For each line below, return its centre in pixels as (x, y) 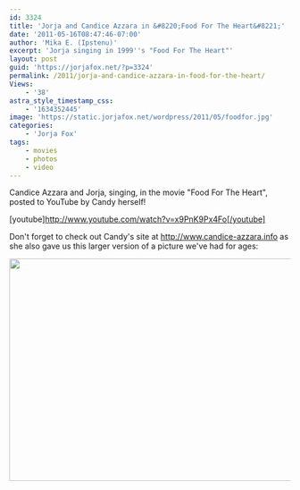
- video (39, 167)
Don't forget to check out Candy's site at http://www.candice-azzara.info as (149, 237)
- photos (42, 159)
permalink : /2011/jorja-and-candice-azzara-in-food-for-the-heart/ (137, 76)
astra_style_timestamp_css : (62, 101)
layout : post (33, 59)
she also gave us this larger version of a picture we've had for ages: (134, 246)
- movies (42, 150)
